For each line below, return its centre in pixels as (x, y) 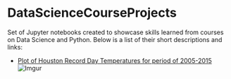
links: (15, 47)
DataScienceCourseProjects (92, 13)
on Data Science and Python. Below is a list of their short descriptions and (115, 39)
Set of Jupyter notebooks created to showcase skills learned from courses (115, 32)
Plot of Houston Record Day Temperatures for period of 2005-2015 (115, 60)
